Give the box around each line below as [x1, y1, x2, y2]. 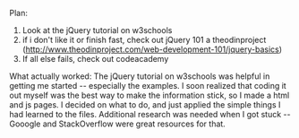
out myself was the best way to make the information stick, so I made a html [9, 90, 290, 100]
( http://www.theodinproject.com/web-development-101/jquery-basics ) [21, 44, 283, 55]
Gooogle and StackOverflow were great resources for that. [9, 118, 226, 129]
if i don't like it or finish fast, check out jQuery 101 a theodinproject [21, 35, 267, 45]
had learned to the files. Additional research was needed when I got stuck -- [9, 109, 291, 119]
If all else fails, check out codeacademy [21, 54, 169, 64]
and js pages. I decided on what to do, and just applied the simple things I [9, 99, 281, 110]
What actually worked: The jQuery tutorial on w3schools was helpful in [9, 71, 270, 82]
